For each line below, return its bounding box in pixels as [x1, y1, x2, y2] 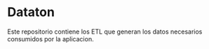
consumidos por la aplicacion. [7, 34, 94, 43]
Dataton [7, 4, 55, 20]
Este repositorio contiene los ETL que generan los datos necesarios [7, 27, 203, 36]
